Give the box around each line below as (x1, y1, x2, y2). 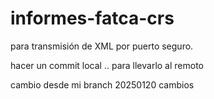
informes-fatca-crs (10, 7, 175, 30)
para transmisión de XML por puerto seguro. (10, 40, 194, 52)
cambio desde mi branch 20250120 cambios (10, 78, 195, 91)
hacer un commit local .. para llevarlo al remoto (10, 59, 205, 71)
